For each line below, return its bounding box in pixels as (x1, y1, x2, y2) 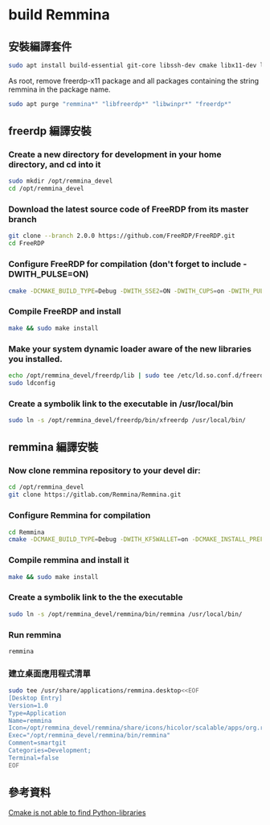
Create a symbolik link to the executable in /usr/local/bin (8, 398, 234, 409)
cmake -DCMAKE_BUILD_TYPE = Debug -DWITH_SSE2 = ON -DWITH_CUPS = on (8, 287, 225, 295)
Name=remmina (8, 716, 52, 724)
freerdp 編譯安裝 (8, 125, 92, 138)
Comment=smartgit (8, 739, 67, 747)
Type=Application (8, 709, 67, 717)
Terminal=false (8, 753, 59, 761)
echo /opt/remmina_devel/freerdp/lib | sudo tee (8, 371, 174, 380)
